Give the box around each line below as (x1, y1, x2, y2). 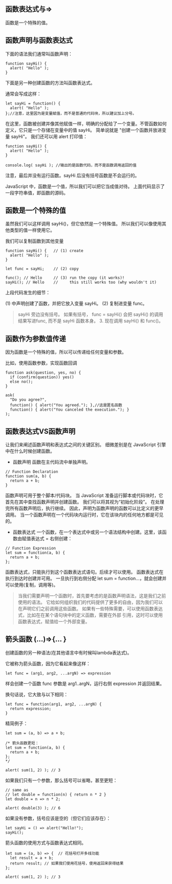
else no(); (10, 379, 33, 384)
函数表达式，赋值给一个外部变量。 (17, 618, 90, 625)
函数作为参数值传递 (5, 334, 66, 343)
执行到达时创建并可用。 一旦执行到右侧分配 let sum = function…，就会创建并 (5, 575, 167, 581)
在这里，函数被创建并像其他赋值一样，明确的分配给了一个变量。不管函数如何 (5, 120, 167, 127)
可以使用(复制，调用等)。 (5, 582, 58, 588)
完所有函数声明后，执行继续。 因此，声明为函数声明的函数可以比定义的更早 (5, 505, 164, 511)
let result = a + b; (10, 855, 54, 860)
